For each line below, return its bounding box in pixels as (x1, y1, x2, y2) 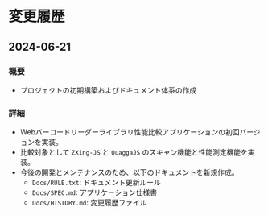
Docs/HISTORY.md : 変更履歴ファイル (31, 198, 147, 208)
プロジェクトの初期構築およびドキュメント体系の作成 (19, 85, 197, 95)
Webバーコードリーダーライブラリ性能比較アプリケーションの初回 (19, 127, 240, 137)
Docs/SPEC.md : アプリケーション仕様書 (31, 188, 158, 197)
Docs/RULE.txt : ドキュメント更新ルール (31, 178, 161, 188)
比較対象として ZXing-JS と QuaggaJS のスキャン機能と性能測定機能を (19, 147, 248, 157)
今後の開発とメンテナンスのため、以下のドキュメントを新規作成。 (19, 167, 239, 177)
